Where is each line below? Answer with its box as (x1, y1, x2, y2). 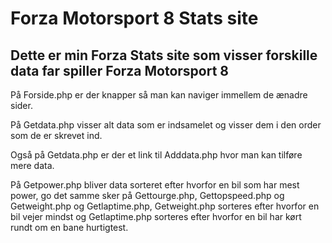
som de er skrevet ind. (10, 130, 103, 141)
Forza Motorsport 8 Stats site (10, 7, 259, 30)
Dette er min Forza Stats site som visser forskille (10, 47, 318, 64)
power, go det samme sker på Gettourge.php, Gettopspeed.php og (10, 190, 285, 201)
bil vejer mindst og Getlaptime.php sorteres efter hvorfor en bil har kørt (10, 211, 302, 222)
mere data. (10, 160, 55, 171)
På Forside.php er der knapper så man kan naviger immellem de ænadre (10, 89, 308, 101)
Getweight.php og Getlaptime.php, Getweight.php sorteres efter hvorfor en (10, 200, 320, 212)
